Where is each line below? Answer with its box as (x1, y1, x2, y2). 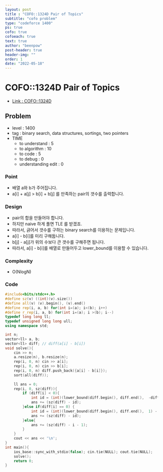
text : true (5, 39, 27, 44)
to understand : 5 (19, 140, 54, 146)
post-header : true (5, 48, 42, 52)
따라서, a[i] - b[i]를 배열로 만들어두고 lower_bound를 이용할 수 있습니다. (12, 245, 149, 251)
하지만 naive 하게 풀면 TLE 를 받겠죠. (12, 221, 82, 227)
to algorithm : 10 (19, 146, 52, 151)
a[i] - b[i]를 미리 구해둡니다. (12, 233, 65, 239)
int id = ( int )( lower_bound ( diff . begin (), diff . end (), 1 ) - (31, 408, 158, 414)
